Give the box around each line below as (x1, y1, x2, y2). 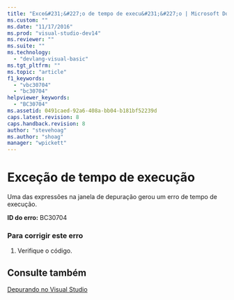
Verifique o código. (17, 246, 72, 255)
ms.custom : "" (7, 17, 49, 24)
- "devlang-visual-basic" (13, 56, 89, 63)
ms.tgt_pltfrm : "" (7, 62, 61, 69)
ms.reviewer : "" (7, 36, 54, 43)
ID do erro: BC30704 (7, 214, 68, 222)
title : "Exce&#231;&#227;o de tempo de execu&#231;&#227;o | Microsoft (7, 10, 219, 17)
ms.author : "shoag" (7, 133, 64, 140)
